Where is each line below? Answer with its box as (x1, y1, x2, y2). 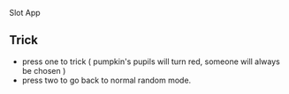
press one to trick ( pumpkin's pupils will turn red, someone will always (21, 56, 280, 67)
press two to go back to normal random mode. (21, 75, 192, 85)
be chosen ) (21, 65, 66, 76)
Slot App (9, 8, 42, 18)
